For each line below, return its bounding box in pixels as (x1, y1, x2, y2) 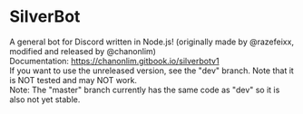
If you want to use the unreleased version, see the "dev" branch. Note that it (9, 65, 295, 76)
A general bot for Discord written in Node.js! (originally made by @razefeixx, (9, 36, 295, 47)
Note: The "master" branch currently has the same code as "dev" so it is (9, 84, 280, 95)
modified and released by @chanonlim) (9, 45, 157, 56)
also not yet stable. (9, 93, 81, 105)
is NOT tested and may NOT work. (9, 74, 138, 85)
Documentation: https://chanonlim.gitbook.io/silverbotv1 (9, 55, 220, 66)
